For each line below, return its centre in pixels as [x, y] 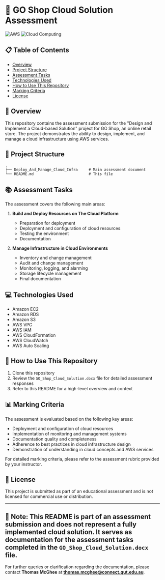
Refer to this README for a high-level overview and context [72, 388]
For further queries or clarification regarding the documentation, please [77, 567]
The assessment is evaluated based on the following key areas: [69, 419]
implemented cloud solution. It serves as [69, 532]
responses [23, 383]
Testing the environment [44, 233]
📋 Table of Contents [37, 50]
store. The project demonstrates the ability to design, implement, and [75, 133]
